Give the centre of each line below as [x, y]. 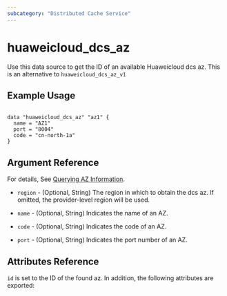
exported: [21, 285]
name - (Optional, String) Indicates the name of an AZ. [92, 213]
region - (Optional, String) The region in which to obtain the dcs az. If [115, 193]
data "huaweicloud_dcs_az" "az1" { [58, 118]
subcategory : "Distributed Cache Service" [69, 13]
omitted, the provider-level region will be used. [83, 200]
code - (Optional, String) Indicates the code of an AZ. [92, 226]
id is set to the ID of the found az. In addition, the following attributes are [110, 278]
